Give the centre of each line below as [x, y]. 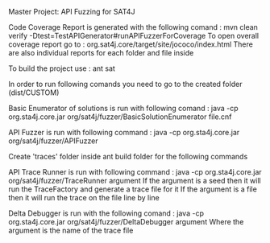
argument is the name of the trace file [71, 230]
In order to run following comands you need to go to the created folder [125, 84]
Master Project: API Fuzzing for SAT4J [72, 12]
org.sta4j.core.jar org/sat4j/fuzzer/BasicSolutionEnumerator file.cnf [120, 117]
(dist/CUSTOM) [34, 93]
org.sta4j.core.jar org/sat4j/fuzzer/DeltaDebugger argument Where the [126, 222]
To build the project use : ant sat [62, 68]
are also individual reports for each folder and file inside [101, 53]
